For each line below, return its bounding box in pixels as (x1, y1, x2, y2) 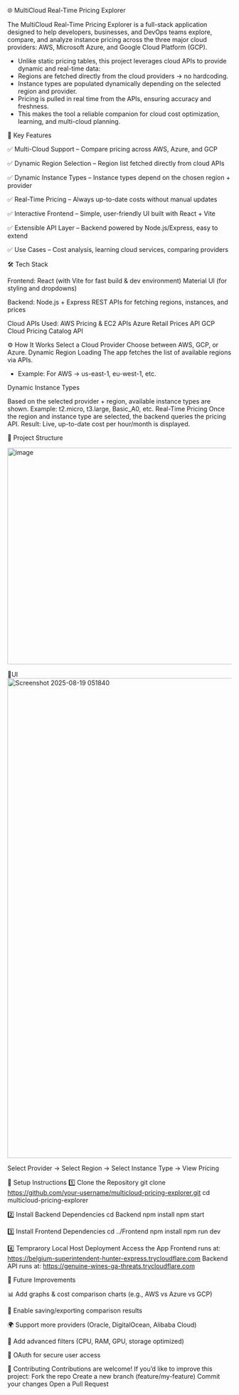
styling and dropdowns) (7, 284, 77, 293)
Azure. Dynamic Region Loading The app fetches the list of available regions (7, 348, 232, 357)
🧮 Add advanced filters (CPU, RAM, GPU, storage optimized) (7, 1337, 185, 1345)
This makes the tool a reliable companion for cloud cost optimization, (17, 110, 221, 118)
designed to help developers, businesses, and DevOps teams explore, (7, 28, 213, 36)
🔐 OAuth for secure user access (7, 1351, 101, 1359)
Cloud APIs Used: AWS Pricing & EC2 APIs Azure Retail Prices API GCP (7, 320, 216, 327)
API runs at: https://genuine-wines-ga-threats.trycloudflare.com (7, 1262, 196, 1270)
